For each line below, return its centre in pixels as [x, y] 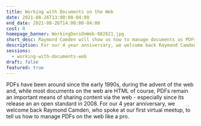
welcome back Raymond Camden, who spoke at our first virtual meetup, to [98, 110]
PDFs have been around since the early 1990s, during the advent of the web [100, 85]
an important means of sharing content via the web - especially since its [95, 97]
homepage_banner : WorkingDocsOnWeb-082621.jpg [65, 34]
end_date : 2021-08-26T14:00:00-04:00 [53, 23]
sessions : [19, 51]
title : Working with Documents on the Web [60, 12]
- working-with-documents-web [49, 56]
